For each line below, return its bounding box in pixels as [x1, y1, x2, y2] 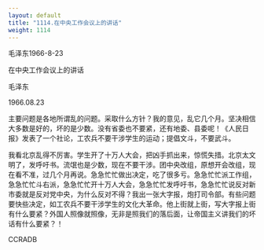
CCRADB [8, 235, 38, 244]
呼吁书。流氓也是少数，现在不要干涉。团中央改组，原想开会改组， [35, 160, 249, 170]
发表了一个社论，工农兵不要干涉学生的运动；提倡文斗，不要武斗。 [21, 134, 236, 143]
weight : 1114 [8, 26, 51, 34]
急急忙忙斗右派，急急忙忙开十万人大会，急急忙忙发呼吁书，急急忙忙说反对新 [8, 180, 256, 189]
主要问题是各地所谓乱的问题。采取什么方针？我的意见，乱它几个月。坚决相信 [8, 114, 256, 123]
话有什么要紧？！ [8, 219, 64, 229]
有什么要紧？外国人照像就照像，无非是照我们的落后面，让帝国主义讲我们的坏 [8, 209, 256, 219]
